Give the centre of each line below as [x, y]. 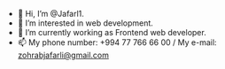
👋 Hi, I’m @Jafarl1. [50, 14]
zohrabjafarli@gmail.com [63, 55]
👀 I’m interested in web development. [85, 23]
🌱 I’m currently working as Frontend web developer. [112, 32]
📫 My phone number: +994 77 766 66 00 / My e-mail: [117, 42]
